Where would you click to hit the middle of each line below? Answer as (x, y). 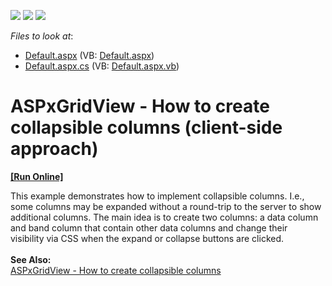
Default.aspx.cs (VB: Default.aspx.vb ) (102, 66)
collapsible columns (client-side (146, 127)
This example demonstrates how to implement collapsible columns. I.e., (157, 196)
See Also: (31, 259)
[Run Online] (37, 176)
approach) (54, 149)
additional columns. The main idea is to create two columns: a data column (164, 217)
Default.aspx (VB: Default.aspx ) (89, 55)
